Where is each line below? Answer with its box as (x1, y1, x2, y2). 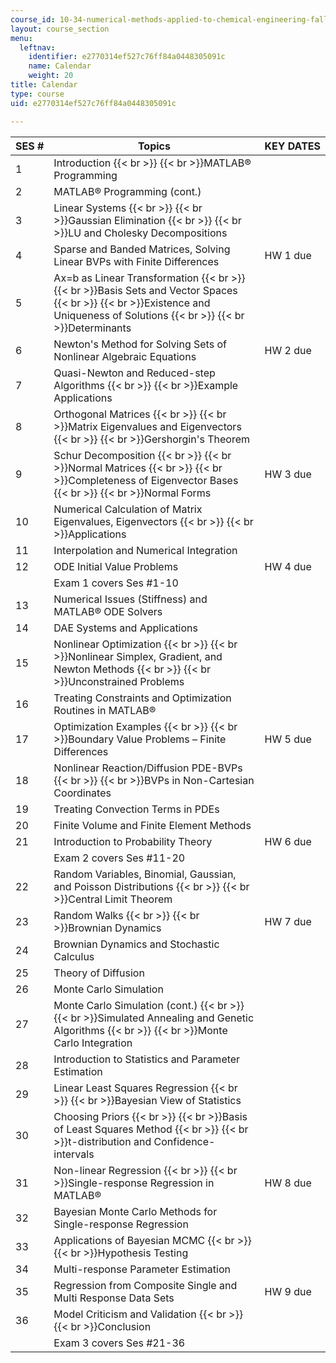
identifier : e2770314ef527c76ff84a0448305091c (28, 52, 226, 62)
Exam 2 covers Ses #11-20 (53, 851, 186, 865)
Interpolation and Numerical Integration (53, 543, 238, 557)
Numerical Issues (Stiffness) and (53, 592, 208, 606)
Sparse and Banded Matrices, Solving (53, 242, 231, 256)
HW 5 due (264, 732, 312, 746)
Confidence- (153, 1134, 216, 1148)
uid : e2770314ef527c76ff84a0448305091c (10, 98, 177, 108)
